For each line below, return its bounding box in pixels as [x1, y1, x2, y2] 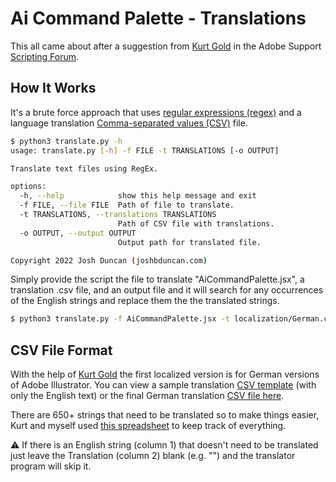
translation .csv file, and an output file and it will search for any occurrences [10, 284, 324, 296]
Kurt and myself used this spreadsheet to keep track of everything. [10, 420, 287, 432]
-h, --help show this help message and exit [19, 191, 257, 201]
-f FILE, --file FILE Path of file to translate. [19, 200, 235, 211]
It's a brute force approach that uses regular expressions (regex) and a [10, 106, 302, 118]
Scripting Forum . [10, 50, 80, 62]
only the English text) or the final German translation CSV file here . [10, 390, 285, 402]
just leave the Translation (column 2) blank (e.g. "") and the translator [10, 450, 296, 462]
